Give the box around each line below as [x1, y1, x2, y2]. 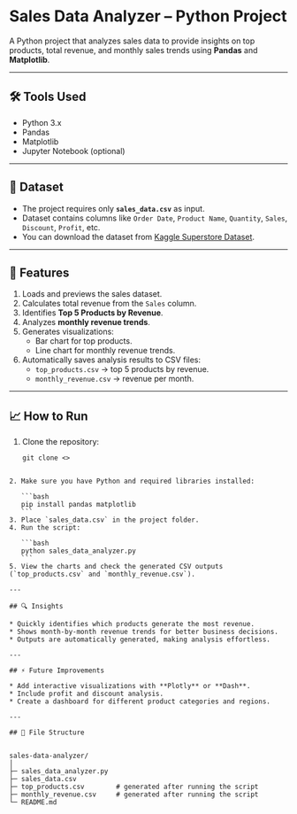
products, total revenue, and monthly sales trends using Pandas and [9, 44, 258, 55]
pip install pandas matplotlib [20, 500, 137, 509]
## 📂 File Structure [9, 728, 86, 737]
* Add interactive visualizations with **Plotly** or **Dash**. [9, 682, 251, 691]
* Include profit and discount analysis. [9, 689, 164, 699]
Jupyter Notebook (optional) [21, 145, 126, 156]
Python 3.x [21, 117, 62, 128]
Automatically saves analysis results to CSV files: [21, 354, 202, 365]
